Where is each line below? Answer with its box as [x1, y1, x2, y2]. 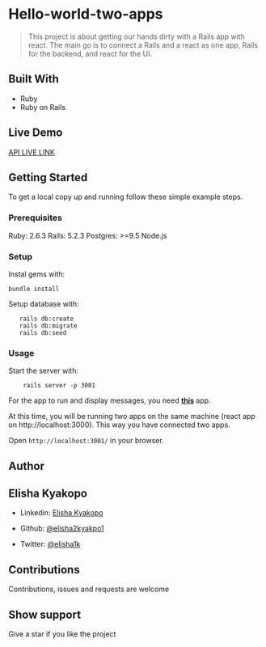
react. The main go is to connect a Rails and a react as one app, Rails [27, 40, 259, 49]
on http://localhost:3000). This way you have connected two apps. [8, 420, 230, 429]
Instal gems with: [8, 269, 65, 279]
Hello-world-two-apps [8, 5, 163, 23]
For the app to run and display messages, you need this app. [8, 395, 212, 405]
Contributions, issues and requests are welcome [8, 584, 170, 594]
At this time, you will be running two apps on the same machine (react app [8, 412, 256, 421]
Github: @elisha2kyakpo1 [19, 523, 105, 534]
